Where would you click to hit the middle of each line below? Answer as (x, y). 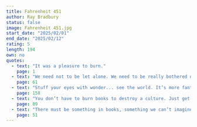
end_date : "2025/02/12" (35, 39)
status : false (23, 22)
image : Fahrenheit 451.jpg (39, 28)
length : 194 (21, 50)
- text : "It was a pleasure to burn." (59, 66)
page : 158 (29, 93)
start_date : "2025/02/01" (38, 33)
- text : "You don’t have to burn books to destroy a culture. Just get (101, 98)
